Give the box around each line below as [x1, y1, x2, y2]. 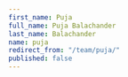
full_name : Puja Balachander [8, 21, 116, 30]
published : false [8, 54, 73, 63]
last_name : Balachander [8, 29, 97, 38]
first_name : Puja [8, 12, 73, 22]
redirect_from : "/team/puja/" [8, 46, 121, 55]
